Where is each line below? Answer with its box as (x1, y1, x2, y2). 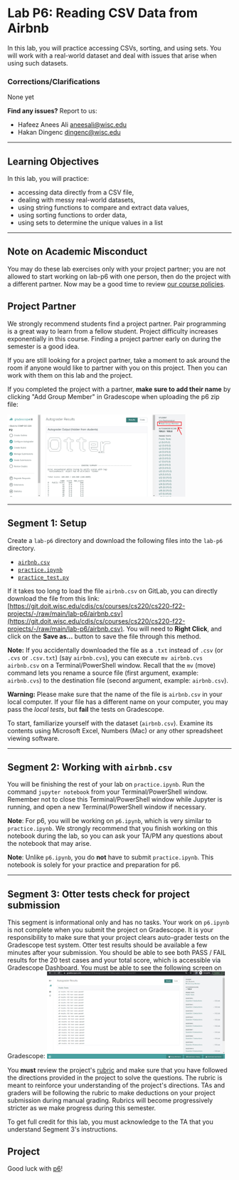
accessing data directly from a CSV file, (17, 188, 134, 197)
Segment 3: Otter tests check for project (7, 888, 190, 900)
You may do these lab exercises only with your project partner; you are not (7, 264, 226, 273)
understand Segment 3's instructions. (7, 1124, 118, 1134)
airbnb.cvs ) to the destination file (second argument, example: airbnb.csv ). (7, 676, 229, 685)
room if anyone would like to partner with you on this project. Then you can (7, 363, 228, 372)
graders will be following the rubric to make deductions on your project (7, 1088, 216, 1097)
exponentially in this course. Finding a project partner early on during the (7, 334, 222, 343)
